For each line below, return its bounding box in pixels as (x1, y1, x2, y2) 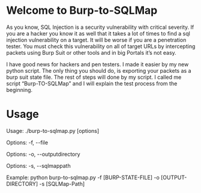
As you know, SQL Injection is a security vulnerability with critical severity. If (6, 23, 194, 31)
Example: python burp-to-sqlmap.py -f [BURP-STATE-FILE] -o (6, 174, 160, 181)
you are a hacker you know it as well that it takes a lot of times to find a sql (6, 29, 190, 37)
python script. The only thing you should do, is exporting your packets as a (6, 67, 191, 74)
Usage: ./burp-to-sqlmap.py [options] (6, 127, 100, 134)
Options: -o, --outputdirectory (6, 150, 80, 158)
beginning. (6, 86, 33, 93)
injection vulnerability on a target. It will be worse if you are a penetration (6, 36, 187, 43)
